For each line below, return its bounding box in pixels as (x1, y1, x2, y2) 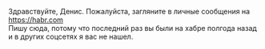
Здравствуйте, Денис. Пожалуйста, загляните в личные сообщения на (8, 7, 251, 16)
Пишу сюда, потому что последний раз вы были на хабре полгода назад (8, 24, 258, 32)
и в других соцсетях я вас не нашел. (8, 32, 134, 41)
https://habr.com (8, 15, 64, 24)
